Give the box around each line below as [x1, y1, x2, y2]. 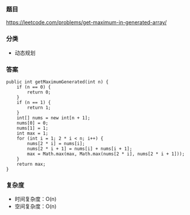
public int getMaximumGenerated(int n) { [6, 79, 109, 85]
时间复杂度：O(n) [14, 196, 57, 203]
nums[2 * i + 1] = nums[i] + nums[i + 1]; [27, 146, 133, 152]
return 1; [27, 105, 51, 110]
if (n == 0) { [16, 84, 51, 90]
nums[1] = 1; [16, 125, 49, 131]
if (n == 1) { [16, 99, 51, 105]
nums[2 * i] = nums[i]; [27, 140, 85, 146]
